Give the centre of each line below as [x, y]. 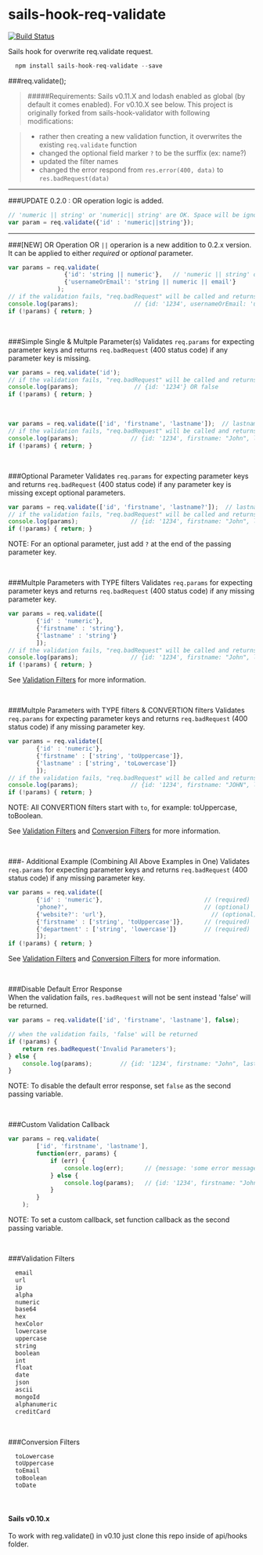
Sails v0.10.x [29, 1518]
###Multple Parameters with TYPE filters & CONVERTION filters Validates [126, 710]
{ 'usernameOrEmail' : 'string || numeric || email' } [150, 282]
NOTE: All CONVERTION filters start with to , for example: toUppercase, [122, 807]
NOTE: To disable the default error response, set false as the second [120, 1086]
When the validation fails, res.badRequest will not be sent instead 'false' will [130, 997]
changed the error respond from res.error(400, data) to [131, 170]
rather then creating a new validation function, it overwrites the [141, 136]
